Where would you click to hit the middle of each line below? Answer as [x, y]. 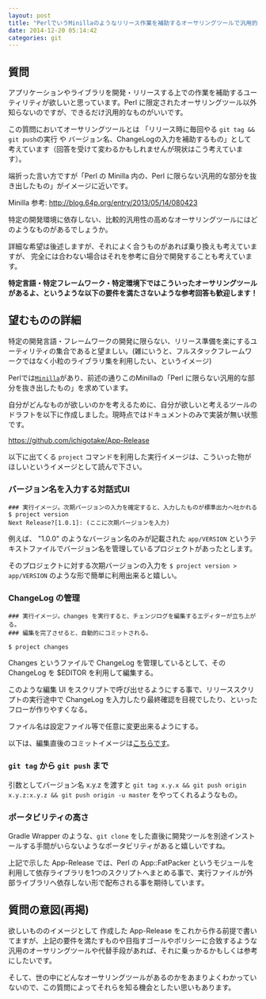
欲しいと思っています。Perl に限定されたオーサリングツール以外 [153, 102]
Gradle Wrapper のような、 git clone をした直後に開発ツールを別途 [118, 836]
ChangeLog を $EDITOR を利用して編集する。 [83, 673]
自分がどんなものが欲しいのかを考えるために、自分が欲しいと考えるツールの [133, 404]
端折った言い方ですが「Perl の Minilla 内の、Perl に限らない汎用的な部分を [129, 176]
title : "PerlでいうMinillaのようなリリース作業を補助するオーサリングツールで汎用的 [133, 23]
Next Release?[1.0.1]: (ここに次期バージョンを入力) [89, 523]
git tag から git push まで [59, 766]
